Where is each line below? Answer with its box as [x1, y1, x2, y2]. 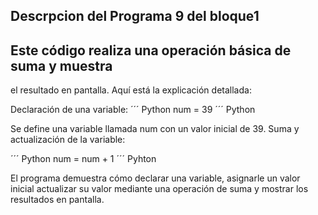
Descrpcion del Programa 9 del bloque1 [10, 8, 260, 25]
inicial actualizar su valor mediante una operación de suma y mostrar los [10, 183, 309, 195]
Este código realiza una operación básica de [10, 42, 292, 59]
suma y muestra [10, 57, 113, 74]
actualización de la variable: [10, 134, 126, 146]
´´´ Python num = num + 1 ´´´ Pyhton [10, 153, 157, 165]
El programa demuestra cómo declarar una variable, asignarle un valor [10, 172, 301, 184]
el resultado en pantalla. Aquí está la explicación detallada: [10, 84, 252, 96]
